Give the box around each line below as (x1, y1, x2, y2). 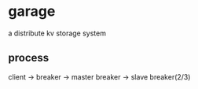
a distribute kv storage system (8, 28, 106, 38)
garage (8, 2, 56, 20)
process (8, 51, 49, 65)
